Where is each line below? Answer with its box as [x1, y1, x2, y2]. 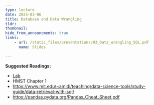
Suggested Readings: [5, 63, 51, 69]
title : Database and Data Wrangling [5, 16, 82, 21]
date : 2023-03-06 [5, 12, 42, 17]
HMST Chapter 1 [12, 78, 47, 84]
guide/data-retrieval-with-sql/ [12, 88, 74, 94]
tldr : [5, 21, 17, 26]
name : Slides [18, 44, 46, 49]
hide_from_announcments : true [5, 30, 69, 35]
